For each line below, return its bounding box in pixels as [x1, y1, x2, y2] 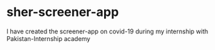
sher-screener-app [6, 4, 119, 20]
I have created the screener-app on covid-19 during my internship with [6, 27, 209, 35]
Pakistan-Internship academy [6, 34, 91, 42]
